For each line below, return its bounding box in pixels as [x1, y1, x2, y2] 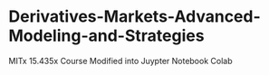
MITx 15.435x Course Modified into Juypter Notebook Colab [8, 55, 233, 66]
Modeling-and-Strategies [8, 25, 205, 46]
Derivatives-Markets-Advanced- [8, 6, 262, 27]
